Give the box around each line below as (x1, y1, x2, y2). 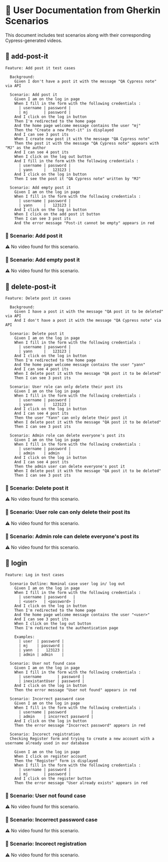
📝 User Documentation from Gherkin (5, 5, 161, 16)
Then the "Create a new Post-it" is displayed (14, 127, 114, 133)
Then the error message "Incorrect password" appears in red (14, 723, 145, 728)
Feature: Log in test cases (5, 572, 65, 577)
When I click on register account (14, 754, 87, 759)
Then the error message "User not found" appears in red (14, 687, 137, 693)
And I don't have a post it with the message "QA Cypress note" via (14, 318, 161, 323)
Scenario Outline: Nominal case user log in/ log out (10, 581, 125, 586)
